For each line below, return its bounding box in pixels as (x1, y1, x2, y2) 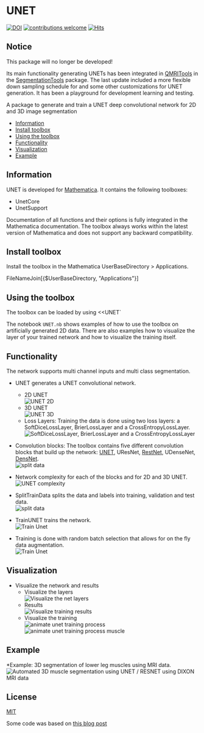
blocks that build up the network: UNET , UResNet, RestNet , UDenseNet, (15, 449, 196, 455)
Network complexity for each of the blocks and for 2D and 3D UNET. (15, 473, 188, 481)
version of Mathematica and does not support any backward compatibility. (6, 229, 193, 236)
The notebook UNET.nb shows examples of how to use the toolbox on (6, 320, 178, 328)
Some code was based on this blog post (6, 720, 108, 727)
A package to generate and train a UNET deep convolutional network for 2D (6, 101, 197, 108)
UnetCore (15, 197, 40, 205)
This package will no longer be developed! (6, 57, 113, 65)
